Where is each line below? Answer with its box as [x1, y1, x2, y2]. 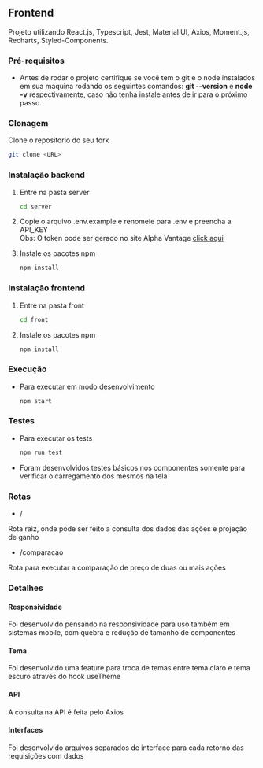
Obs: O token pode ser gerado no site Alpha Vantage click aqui [19, 234, 224, 243]
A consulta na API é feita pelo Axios [8, 707, 124, 717]
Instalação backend [8, 169, 85, 180]
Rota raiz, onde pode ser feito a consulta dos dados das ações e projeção [8, 524, 248, 534]
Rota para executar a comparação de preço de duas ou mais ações [8, 563, 226, 573]
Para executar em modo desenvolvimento [19, 382, 155, 391]
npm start [19, 397, 53, 404]
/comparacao [19, 548, 64, 557]
